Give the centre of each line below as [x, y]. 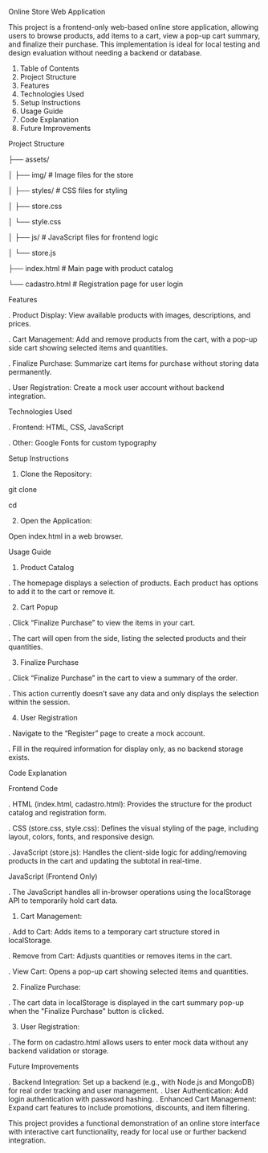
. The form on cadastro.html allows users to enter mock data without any [128, 1042]
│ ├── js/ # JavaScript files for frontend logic [83, 237]
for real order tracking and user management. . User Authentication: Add [128, 1090]
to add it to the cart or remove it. [62, 591]
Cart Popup [39, 607]
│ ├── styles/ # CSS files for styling [68, 191]
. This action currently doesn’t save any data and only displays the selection [134, 693]
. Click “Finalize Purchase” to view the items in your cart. [102, 623]
